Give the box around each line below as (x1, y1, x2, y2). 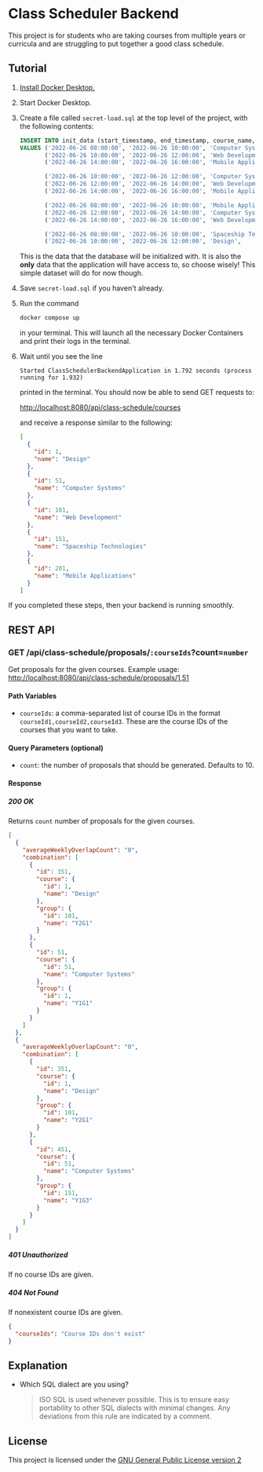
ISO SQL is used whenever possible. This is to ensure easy (38, 1395, 230, 1404)
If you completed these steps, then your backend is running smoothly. (8, 601, 235, 610)
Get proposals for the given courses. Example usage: (8, 665, 180, 674)
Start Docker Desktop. (19, 97, 92, 107)
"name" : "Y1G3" (42, 1196, 93, 1204)
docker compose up (19, 314, 80, 322)
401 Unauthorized (8, 1250, 68, 1259)
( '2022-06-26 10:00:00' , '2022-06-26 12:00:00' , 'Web (44, 151, 225, 159)
